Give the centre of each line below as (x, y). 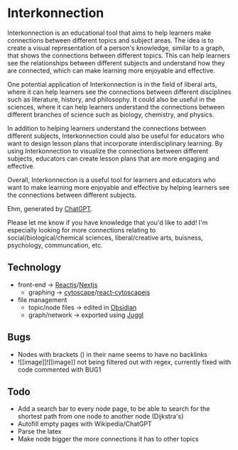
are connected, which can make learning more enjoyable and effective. (111, 70)
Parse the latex (39, 432)
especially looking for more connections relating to (82, 230)
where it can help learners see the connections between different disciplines (119, 92)
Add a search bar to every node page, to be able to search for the (114, 409)
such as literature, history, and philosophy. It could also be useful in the (112, 99)
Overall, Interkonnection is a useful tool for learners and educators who (112, 180)
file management (42, 299)
